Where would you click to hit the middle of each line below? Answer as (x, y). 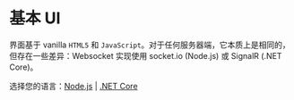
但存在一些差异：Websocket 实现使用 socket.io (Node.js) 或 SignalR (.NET (146, 55)
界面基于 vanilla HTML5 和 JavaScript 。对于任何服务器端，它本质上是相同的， (150, 45)
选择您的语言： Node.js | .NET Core (73, 86)
